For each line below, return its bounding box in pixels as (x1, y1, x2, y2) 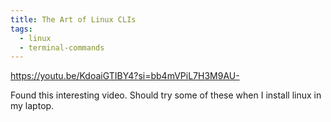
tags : (10, 24, 33, 34)
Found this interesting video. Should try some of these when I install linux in (10, 89, 322, 101)
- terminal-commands (19, 42, 105, 53)
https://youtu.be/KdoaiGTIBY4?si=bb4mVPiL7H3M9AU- (10, 70, 240, 82)
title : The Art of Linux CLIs (10, 14, 137, 25)
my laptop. (10, 100, 55, 112)
